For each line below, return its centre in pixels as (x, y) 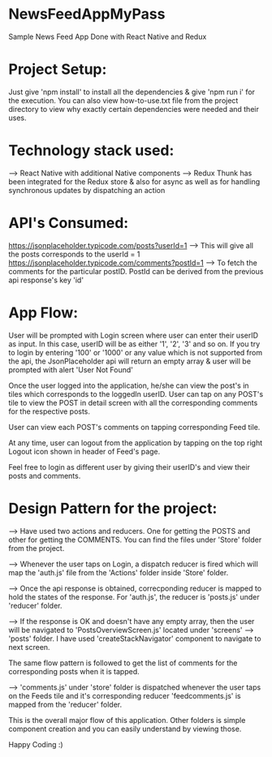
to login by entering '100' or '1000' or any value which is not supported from (135, 352)
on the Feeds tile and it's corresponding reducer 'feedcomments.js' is (125, 695)
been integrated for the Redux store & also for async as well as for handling (134, 181)
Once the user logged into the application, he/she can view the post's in (129, 385)
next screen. (29, 647)
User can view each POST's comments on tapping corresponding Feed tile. (134, 427)
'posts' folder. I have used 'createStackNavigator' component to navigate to (135, 639)
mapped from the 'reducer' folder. (65, 704)
